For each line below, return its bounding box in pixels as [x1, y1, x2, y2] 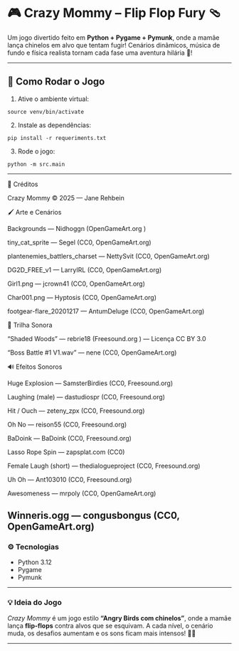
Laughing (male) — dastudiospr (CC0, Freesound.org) [7, 392, 166, 401]
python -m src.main [7, 161, 65, 168]
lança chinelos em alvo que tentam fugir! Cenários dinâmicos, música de [7, 41, 221, 49]
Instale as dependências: [17, 121, 91, 129]
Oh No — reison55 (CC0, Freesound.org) [7, 420, 127, 429]
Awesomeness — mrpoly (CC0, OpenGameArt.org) [7, 489, 156, 497]
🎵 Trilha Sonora [7, 321, 53, 329]
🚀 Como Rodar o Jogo [7, 75, 105, 88]
